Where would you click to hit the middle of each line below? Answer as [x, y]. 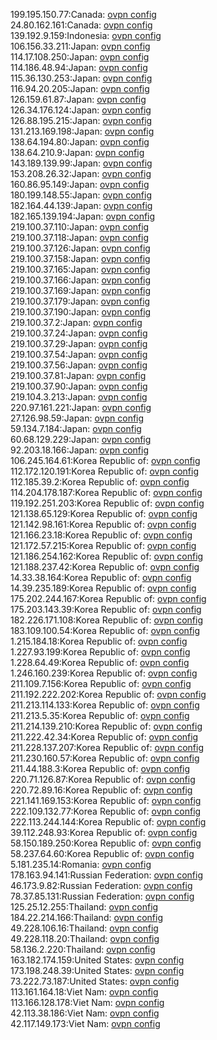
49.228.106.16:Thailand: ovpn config [84, 928]
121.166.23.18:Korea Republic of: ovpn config [101, 535]
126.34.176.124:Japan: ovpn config [81, 110]
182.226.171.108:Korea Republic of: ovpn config [107, 620]
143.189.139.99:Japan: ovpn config [81, 163]
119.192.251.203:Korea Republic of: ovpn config [107, 503]
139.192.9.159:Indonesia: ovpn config [86, 35]
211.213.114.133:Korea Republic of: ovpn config [105, 705]
